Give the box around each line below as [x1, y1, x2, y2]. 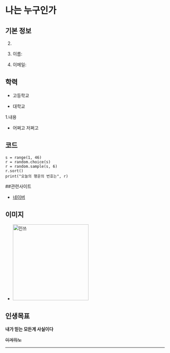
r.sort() [5, 168, 24, 173]
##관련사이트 [5, 183, 32, 189]
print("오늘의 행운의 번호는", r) [5, 173, 68, 179]
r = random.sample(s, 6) [5, 164, 58, 169]
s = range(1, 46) [5, 155, 42, 160]
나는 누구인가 [5, 5, 57, 16]
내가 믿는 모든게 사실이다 [5, 326, 54, 332]
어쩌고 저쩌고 [12, 125, 39, 131]
